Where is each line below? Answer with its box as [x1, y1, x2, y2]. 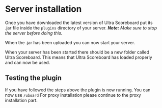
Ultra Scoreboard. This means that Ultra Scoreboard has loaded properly [5, 54, 152, 60]
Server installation [5, 3, 82, 15]
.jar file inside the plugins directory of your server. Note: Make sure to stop [5, 25, 157, 30]
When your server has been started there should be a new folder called [5, 49, 150, 55]
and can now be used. [5, 59, 50, 65]
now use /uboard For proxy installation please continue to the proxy [5, 92, 141, 98]
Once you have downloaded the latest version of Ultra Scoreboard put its [5, 20, 153, 26]
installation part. [5, 97, 38, 103]
